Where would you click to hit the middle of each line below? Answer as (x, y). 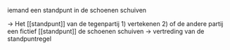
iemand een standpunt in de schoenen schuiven (77, 10)
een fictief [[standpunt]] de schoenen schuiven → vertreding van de (106, 31)
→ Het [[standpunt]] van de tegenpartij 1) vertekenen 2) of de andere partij (115, 24)
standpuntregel (29, 39)
